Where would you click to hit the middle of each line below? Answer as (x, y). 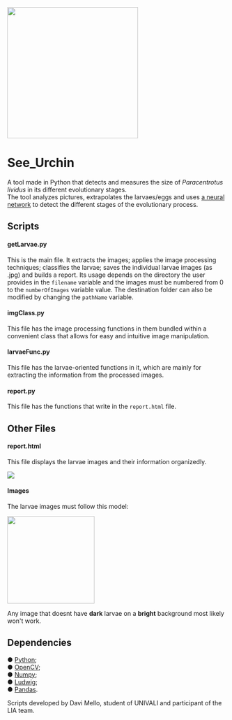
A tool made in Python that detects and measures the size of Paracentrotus (115, 182)
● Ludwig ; (23, 682)
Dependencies (39, 643)
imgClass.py (26, 313)
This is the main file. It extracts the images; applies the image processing (112, 260)
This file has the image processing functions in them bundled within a (107, 329)
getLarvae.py (27, 244)
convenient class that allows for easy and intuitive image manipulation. (109, 336)
